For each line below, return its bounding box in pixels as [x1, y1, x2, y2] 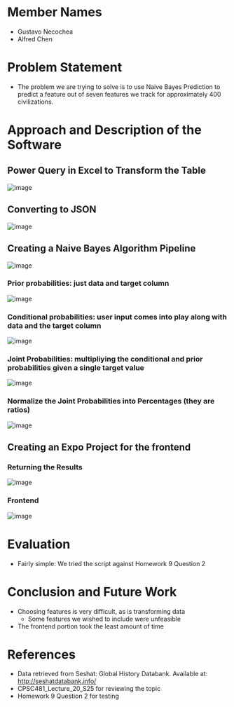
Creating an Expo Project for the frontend [7, 441, 191, 453]
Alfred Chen [17, 34, 53, 43]
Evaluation [7, 536, 71, 552]
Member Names [7, 4, 103, 20]
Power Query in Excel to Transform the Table [7, 165, 207, 177]
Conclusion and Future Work [7, 584, 177, 600]
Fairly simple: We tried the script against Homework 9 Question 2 [17, 559, 206, 568]
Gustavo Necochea [17, 27, 74, 36]
